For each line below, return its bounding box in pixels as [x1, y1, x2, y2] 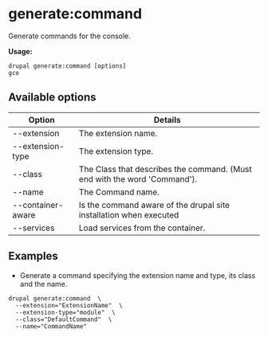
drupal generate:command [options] [8, 61, 127, 70]
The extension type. [78, 145, 154, 156]
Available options [8, 91, 97, 104]
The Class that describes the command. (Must [78, 163, 253, 174]
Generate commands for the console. [8, 31, 132, 41]
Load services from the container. [78, 222, 206, 233]
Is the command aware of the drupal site [78, 199, 230, 210]
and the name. [19, 279, 68, 288]
